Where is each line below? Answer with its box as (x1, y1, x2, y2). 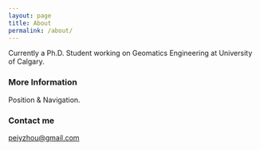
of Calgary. (8, 57, 45, 66)
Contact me (8, 115, 55, 126)
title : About (8, 19, 52, 27)
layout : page (8, 11, 52, 20)
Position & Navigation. (8, 95, 81, 105)
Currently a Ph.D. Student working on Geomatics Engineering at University (8, 49, 253, 58)
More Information (8, 77, 77, 88)
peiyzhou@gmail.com (8, 132, 80, 142)
